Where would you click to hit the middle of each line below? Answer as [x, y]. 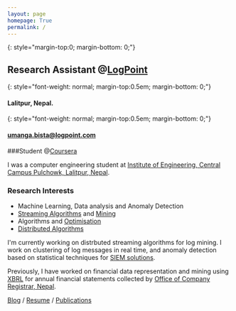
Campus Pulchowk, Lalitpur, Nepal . [59, 172]
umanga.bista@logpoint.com [52, 135]
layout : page [27, 14]
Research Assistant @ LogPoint [77, 69]
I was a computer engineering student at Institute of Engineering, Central [114, 165]
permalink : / [27, 27]
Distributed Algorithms [50, 229]
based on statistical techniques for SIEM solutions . [81, 257]
